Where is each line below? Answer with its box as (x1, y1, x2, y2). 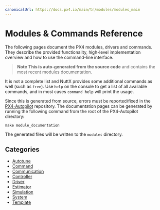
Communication (12, 168, 44, 175)
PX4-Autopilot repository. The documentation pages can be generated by (5, 103, 153, 109)
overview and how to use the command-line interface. (5, 54, 113, 60)
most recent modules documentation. (17, 69, 92, 75)
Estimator (12, 184, 32, 190)
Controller (12, 174, 33, 179)
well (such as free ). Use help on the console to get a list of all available (5, 83, 147, 89)
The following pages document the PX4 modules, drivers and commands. (5, 44, 152, 50)
